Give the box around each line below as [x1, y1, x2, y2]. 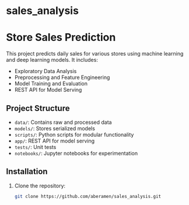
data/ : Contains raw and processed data [14, 119, 112, 126]
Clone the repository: [14, 182, 66, 189]
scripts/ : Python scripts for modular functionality [14, 131, 134, 138]
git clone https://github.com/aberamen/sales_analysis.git [14, 193, 162, 199]
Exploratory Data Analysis [14, 68, 77, 75]
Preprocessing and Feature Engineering [14, 74, 110, 81]
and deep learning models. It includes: [6, 57, 98, 64]
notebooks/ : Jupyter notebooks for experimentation [14, 150, 138, 157]
